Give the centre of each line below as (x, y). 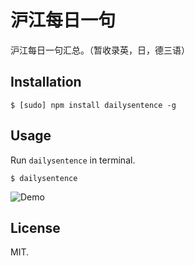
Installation (46, 82)
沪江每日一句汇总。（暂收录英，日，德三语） (100, 50)
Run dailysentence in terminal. (73, 160)
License (35, 227)
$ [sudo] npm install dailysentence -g (93, 105)
